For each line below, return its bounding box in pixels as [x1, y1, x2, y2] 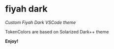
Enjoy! [5, 38, 19, 44]
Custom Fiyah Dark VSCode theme [5, 19, 76, 25]
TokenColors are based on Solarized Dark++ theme [5, 29, 109, 34]
